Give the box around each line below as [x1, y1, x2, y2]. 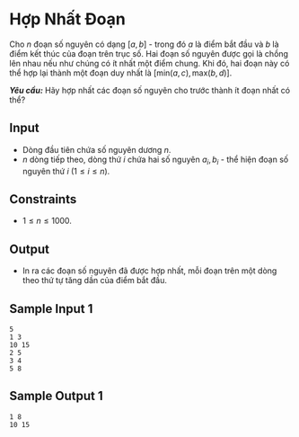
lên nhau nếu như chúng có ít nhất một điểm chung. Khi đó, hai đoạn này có [9, 58, 290, 68]
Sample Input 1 [9, 301, 93, 317]
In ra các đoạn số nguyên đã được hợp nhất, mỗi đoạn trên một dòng [22, 265, 277, 276]
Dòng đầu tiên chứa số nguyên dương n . [22, 144, 171, 155]
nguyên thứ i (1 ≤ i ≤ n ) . [22, 165, 110, 176]
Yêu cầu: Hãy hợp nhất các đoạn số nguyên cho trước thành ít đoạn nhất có [9, 85, 290, 95]
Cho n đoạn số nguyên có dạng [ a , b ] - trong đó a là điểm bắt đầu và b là [9, 39, 280, 49]
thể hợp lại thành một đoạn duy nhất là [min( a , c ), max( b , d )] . [9, 67, 233, 78]
